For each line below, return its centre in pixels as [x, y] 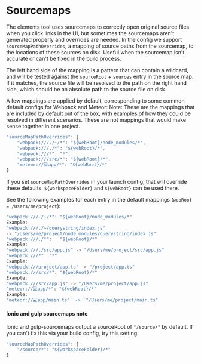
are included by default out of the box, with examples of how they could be [99, 113]
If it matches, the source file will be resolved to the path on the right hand [97, 83]
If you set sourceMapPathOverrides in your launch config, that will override [97, 182]
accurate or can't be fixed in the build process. [64, 58]
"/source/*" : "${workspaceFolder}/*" [64, 350]
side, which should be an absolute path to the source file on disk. [86, 89]
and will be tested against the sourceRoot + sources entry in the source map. [100, 76]
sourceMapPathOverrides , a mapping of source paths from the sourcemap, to [100, 46]
